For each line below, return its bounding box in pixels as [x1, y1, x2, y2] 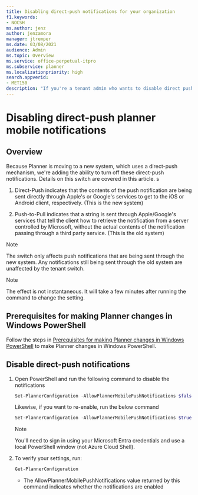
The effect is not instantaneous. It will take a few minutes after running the [6, 288, 187, 295]
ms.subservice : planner [6, 63, 65, 70]
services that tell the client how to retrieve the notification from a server [14, 217, 189, 224]
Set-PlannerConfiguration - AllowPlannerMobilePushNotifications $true [14, 415, 192, 421]
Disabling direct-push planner [6, 111, 156, 125]
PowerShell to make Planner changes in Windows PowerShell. [6, 342, 157, 349]
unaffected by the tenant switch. [6, 265, 85, 272]
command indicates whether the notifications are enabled [23, 483, 164, 490]
